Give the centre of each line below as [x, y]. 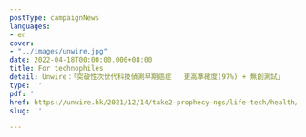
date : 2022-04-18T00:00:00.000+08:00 [81, 60]
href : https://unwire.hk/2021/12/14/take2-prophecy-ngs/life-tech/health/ [154, 102]
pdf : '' [24, 93]
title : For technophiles [56, 69]
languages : [30, 26]
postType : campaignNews [55, 18]
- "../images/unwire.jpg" [58, 52]
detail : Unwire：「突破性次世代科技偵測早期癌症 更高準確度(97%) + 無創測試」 [147, 77]
